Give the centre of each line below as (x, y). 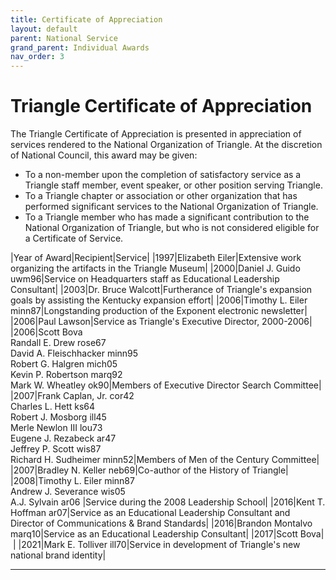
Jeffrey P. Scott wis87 (56, 449)
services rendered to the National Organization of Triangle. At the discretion (166, 145)
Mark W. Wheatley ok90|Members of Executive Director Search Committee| (166, 385)
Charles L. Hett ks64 (53, 407)
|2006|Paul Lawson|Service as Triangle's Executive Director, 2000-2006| (161, 322)
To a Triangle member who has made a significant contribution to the (167, 217)
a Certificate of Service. (74, 238)
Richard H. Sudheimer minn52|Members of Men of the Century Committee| (165, 460)
